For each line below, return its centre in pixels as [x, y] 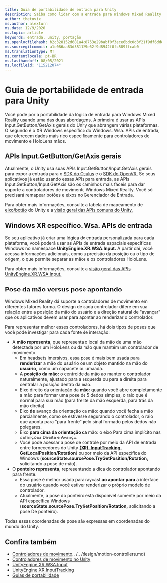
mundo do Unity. [22, 526]
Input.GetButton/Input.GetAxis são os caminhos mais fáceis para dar [75, 184]
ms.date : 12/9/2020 [25, 28]
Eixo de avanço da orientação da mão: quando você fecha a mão [86, 411]
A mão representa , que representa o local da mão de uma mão [77, 342]
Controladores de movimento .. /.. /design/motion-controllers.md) [79, 554]
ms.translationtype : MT [30, 51]
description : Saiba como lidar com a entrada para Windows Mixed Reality [83, 14]
